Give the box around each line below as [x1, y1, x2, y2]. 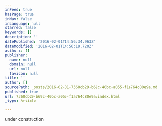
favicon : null [9, 71, 38, 76]
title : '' [5, 76, 26, 80]
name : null [9, 57, 32, 62]
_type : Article [5, 99, 36, 103]
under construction [5, 116, 44, 122]
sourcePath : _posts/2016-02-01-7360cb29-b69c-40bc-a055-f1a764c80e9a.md [5, 84, 158, 90]
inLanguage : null [5, 21, 41, 26]
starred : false [5, 25, 36, 30]
